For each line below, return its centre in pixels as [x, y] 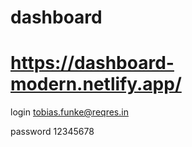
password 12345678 [52, 132]
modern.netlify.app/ [96, 84]
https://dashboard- [92, 63]
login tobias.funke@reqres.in [69, 112]
